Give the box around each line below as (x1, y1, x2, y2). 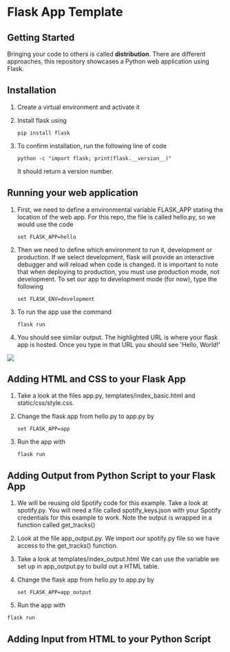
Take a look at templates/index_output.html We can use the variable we (17, 555, 219, 563)
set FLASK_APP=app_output (17, 589, 92, 596)
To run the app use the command (17, 308, 112, 316)
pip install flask (17, 129, 70, 137)
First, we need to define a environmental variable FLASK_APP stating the (17, 205, 224, 214)
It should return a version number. (17, 167, 114, 175)
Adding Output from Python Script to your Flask (7, 470, 216, 482)
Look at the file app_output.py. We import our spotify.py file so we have (17, 534, 220, 542)
